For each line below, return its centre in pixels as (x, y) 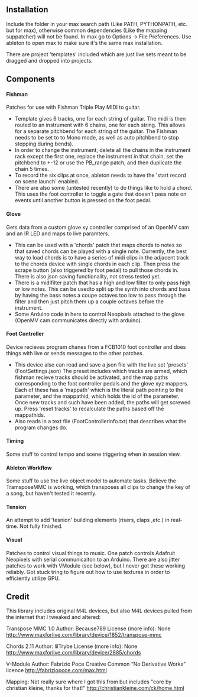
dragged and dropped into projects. (49, 60)
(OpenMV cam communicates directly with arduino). (78, 320)
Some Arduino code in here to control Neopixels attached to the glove (100, 314)
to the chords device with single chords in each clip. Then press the (97, 264)
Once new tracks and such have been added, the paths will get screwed (103, 402)
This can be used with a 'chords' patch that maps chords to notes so (98, 245)
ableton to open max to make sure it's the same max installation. (84, 43)
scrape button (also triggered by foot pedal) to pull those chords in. (97, 270)
